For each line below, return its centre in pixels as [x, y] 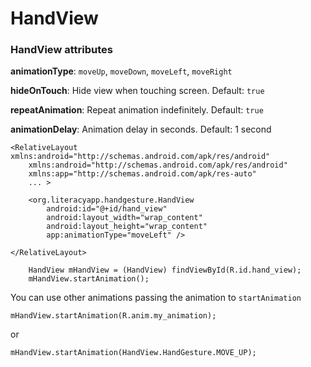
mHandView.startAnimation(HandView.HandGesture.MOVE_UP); [133, 353]
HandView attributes [61, 50]
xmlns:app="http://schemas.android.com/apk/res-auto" [142, 174]
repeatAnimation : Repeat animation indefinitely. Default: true [137, 110]
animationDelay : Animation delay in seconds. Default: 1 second [141, 129]
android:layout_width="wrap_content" [124, 218]
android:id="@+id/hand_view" [107, 209]
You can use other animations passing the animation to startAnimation [156, 298]
